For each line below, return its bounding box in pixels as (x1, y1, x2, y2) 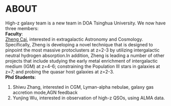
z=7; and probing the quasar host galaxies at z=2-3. (5, 68, 115, 74)
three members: (5, 25, 39, 31)
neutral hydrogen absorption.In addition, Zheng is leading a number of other (5, 52, 165, 59)
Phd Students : (5, 74, 36, 80)
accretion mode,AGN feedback (12, 89, 78, 95)
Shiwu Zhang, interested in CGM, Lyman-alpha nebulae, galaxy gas (12, 84, 154, 90)
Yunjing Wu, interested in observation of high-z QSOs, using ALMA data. (12, 95, 165, 101)
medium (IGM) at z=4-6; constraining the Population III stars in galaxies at (5, 63, 160, 69)
